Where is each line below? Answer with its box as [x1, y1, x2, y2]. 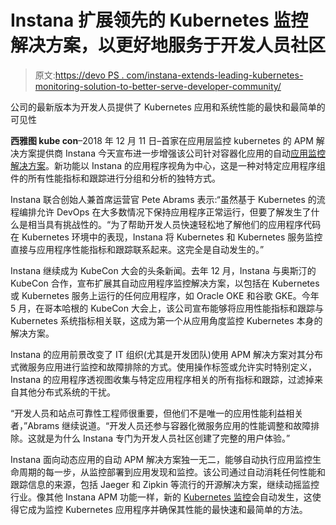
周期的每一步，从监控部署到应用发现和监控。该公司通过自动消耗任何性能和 [18, 466, 326, 478]
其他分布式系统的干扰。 [18, 386, 116, 398]
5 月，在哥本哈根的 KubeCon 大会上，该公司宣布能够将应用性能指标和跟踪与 [10, 302, 324, 314]
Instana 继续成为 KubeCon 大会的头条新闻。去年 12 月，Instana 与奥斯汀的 [10, 264, 317, 276]
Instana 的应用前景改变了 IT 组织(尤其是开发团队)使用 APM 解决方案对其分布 [10, 348, 324, 360]
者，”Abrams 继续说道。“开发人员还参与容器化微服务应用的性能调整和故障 [10, 419, 312, 431]
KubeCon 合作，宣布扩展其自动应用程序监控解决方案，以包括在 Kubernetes [10, 277, 320, 289]
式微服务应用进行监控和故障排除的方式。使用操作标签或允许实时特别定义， [10, 361, 317, 373]
